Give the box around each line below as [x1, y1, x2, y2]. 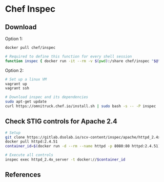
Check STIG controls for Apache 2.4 [5, 117, 118, 125]
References [5, 171, 41, 179]
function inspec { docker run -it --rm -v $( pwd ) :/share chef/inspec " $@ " [5, 59, 161, 63]
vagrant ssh [5, 86, 29, 91]
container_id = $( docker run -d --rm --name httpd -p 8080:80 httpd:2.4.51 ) [5, 144, 161, 149]
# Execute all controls [5, 153, 54, 158]
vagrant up [5, 81, 27, 86]
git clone [5, 135, 25, 140]
